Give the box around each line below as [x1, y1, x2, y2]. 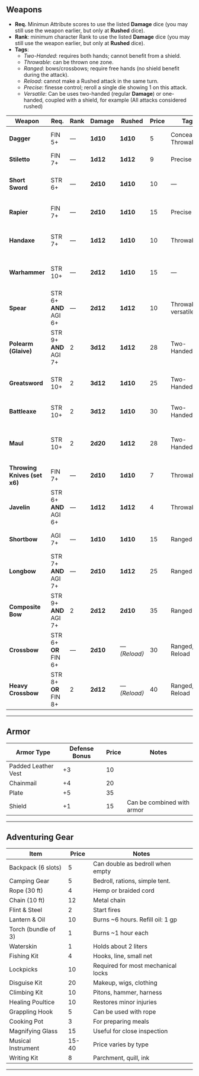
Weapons [6, 5, 43, 15]
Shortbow [9, 535, 38, 543]
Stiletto [9, 155, 30, 163]
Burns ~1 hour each [92, 929, 149, 937]
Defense [69, 744, 94, 752]
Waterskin [9, 942, 37, 950]
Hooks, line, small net [92, 952, 153, 960]
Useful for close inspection [92, 1027, 168, 1036]
